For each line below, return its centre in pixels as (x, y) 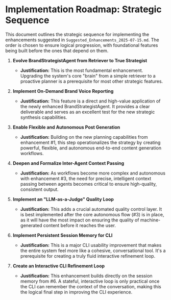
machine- (150, 220)
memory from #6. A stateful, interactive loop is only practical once (90, 281)
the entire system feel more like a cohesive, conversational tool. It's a (93, 251)
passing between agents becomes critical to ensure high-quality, (89, 184)
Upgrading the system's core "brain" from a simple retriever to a (88, 76)
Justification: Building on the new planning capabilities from (84, 137)
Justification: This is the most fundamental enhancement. (82, 70)
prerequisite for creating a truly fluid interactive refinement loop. (88, 256)
